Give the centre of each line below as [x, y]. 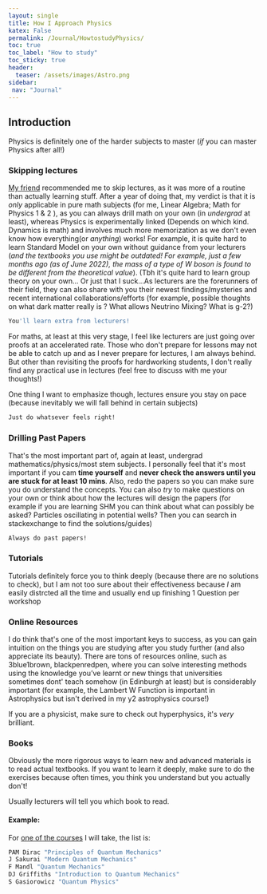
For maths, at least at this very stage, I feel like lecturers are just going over [132, 337]
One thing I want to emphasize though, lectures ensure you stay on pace [128, 394]
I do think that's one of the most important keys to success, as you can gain [133, 639]
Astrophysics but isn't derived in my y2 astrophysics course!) [109, 698]
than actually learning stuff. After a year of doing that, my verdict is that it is [132, 196]
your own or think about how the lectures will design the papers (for [120, 498]
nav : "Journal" [37, 90]
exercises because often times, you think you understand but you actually [130, 777]
